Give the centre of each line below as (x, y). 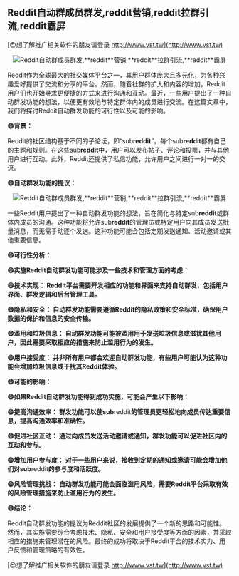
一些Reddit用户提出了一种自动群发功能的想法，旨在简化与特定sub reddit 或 (115, 213)
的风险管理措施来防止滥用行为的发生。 (63, 493)
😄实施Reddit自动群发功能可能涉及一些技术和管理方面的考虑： (99, 270)
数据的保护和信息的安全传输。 (51, 318)
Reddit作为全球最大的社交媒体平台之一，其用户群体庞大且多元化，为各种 (113, 75)
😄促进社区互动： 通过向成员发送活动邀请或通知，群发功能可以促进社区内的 (117, 436)
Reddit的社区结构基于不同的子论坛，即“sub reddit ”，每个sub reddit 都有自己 (117, 140)
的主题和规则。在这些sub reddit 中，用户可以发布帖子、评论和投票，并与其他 (118, 150)
